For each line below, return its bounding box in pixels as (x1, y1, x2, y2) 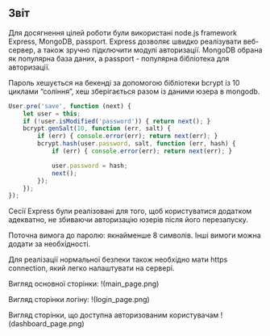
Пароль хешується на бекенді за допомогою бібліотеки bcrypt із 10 (8, 78, 240, 87)
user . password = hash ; (51, 162, 128, 170)
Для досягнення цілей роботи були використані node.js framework (8, 27, 238, 37)
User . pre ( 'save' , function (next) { (8, 102, 131, 110)
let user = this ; (23, 109, 81, 118)
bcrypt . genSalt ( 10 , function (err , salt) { (23, 124, 172, 132)
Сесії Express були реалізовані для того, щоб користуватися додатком (8, 206, 252, 216)
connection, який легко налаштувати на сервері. (8, 263, 175, 273)
